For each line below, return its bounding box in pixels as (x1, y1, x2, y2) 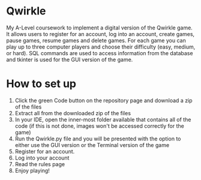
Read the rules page (14, 160, 65, 167)
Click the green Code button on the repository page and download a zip (14, 97, 193, 104)
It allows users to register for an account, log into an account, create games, (6, 30, 195, 37)
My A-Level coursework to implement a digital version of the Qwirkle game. (6, 24, 193, 31)
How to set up (6, 77, 77, 91)
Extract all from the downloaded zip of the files (14, 109, 131, 116)
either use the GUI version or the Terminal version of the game (14, 141, 170, 148)
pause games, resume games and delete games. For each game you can (6, 37, 186, 44)
